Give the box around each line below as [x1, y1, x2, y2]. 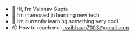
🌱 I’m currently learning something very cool [11, 18, 118, 24]
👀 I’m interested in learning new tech [11, 12, 100, 18]
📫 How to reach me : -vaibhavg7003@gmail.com [11, 24, 129, 31]
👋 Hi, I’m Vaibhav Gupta [11, 6, 69, 12]
